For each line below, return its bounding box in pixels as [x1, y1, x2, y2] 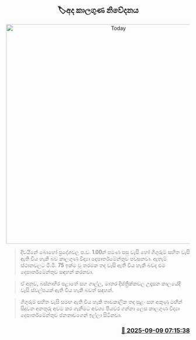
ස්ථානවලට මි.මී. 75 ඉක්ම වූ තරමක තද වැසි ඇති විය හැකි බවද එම [20, 262, 166, 269]
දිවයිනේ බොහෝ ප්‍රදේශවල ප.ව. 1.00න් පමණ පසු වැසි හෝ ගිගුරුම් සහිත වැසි [20, 248, 190, 255]
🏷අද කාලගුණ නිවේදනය [57, 5, 139, 15]
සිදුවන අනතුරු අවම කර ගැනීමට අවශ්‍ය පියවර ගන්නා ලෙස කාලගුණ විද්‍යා [20, 304, 180, 312]
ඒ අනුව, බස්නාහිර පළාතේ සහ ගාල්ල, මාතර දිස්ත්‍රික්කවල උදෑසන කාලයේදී [20, 280, 181, 287]
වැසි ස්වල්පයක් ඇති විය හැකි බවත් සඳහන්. [20, 286, 114, 293]
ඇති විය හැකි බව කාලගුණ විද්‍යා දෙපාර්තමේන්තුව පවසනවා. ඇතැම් [20, 255, 167, 262]
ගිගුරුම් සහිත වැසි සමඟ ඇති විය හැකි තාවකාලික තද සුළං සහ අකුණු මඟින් [20, 298, 183, 305]
